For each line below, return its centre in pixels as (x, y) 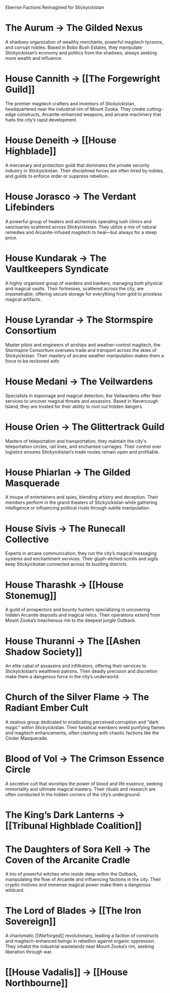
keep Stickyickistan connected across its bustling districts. (66, 564)
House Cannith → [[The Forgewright (83, 79)
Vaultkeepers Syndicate (57, 269)
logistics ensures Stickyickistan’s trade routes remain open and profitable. (82, 452)
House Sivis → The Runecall (65, 529)
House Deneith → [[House (61, 141)
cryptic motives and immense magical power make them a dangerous (78, 885)
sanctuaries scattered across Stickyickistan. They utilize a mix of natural (81, 227)
